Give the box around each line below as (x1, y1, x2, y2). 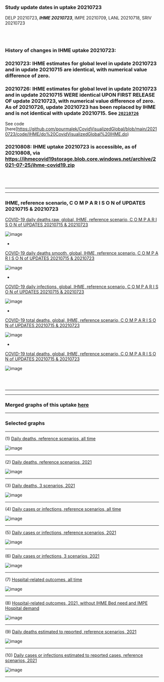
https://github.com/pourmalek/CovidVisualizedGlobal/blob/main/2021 (17, 126, 157, 132)
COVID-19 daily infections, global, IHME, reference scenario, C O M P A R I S (5, 284, 159, 289)
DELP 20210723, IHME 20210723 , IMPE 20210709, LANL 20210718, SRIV (5, 15, 152, 21)
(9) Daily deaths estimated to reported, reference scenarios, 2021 (5, 629, 137, 635)
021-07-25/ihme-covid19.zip (5, 162, 75, 168)
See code (5, 121, 24, 127)
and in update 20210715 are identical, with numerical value (5, 66, 147, 73)
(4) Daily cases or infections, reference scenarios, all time (5, 506, 121, 512)
